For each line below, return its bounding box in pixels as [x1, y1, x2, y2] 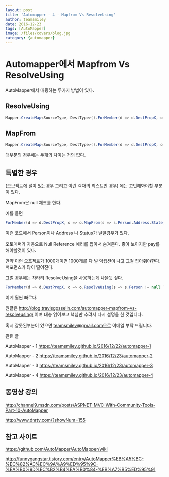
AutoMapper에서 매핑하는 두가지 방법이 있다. [5, 87, 94, 93]
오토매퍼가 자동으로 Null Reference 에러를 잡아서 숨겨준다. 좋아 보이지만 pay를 [5, 241, 160, 247]
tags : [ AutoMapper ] [5, 26, 46, 31]
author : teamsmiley [5, 17, 46, 22]
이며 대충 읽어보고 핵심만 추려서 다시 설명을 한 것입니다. [34, 311, 143, 317]
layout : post [5, 7, 33, 13]
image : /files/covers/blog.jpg [5, 31, 71, 36]
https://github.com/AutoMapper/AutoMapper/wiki [5, 446, 108, 452]
